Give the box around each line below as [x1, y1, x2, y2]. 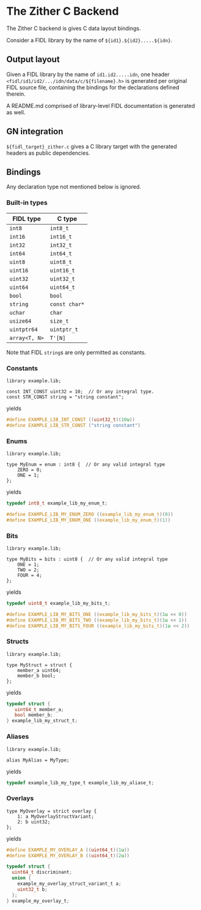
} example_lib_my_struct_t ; [6, 718, 78, 724]
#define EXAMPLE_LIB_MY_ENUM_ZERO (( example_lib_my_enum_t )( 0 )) [6, 511, 174, 517]
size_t [49, 317, 69, 325]
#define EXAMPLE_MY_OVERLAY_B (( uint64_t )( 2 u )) [6, 852, 130, 858]
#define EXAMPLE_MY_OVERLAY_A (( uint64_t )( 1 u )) [6, 847, 130, 853]
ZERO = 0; [17, 467, 43, 473]
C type [57, 214, 78, 223]
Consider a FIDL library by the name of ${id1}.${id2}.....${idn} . [6, 36, 173, 44]
